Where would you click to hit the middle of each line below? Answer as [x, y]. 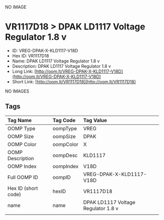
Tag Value [95, 120]
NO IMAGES [17, 91]
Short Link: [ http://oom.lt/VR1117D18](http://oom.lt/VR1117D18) [74, 81]
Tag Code [64, 120]
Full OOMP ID [23, 177]
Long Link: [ [24, 71]
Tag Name [20, 120]
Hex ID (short [23, 188]
